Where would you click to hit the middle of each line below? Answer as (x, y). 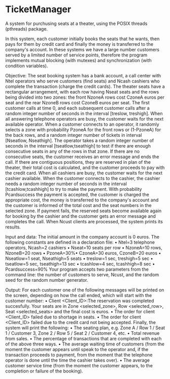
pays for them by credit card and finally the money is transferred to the (79, 44)
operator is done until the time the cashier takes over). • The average (77, 360)
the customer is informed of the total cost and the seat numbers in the (78, 205)
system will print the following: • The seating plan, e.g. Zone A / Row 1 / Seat (85, 328)
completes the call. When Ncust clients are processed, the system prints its (84, 221)
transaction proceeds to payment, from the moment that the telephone (79, 355)
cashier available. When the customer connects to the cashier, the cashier (83, 178)
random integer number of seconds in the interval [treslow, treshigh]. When (84, 113)
